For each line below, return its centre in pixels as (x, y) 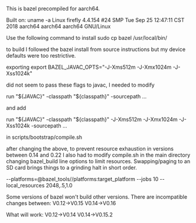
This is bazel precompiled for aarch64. (53, 9)
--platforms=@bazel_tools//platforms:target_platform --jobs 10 (82, 179)
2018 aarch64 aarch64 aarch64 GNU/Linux (58, 26)
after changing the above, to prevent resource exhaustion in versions (90, 149)
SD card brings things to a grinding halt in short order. (72, 168)
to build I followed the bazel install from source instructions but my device (96, 49)
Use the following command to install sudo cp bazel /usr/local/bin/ (86, 38)
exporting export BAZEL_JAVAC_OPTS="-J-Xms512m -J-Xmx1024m (89, 67)
